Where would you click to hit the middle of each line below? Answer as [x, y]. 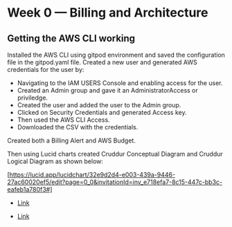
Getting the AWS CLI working [71, 38]
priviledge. [33, 98]
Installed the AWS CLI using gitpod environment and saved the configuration [116, 55]
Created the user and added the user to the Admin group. [99, 105]
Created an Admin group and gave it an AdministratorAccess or [108, 90]
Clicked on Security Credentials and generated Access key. [102, 112]
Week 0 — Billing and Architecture [108, 13]
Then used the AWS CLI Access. [63, 120]
